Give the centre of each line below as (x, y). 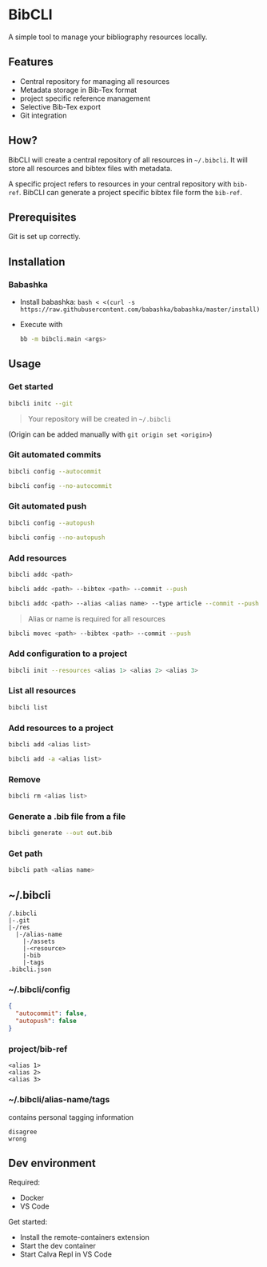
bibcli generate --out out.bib (60, 833)
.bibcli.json (30, 969)
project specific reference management (85, 98)
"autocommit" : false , (52, 1013)
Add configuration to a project (68, 653)
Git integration (43, 115)
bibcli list (28, 707)
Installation (37, 262)
